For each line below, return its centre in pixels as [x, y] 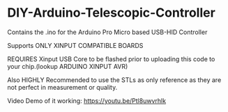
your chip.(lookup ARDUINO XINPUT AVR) [68, 66]
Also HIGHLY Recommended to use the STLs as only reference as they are [114, 80]
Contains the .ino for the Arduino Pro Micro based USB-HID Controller [107, 32]
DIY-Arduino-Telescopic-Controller [112, 13]
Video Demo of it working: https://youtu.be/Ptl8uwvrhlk [86, 101]
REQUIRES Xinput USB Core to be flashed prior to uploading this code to [111, 59]
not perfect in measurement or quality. [62, 87]
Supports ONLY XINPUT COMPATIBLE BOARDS [75, 45]
